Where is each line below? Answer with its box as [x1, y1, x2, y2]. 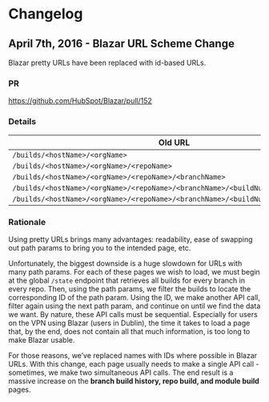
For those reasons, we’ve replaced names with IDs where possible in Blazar [8, 350, 258, 360]
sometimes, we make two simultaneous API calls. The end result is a [8, 368, 234, 377]
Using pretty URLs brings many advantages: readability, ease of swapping [8, 234, 253, 244]
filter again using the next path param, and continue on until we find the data [8, 301, 261, 311]
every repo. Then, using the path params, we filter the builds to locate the [8, 283, 251, 293]
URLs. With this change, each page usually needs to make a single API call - [8, 359, 259, 368]
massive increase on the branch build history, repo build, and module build [8, 376, 260, 385]
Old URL [159, 137, 191, 148]
